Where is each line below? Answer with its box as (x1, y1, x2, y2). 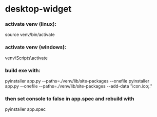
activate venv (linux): (5, 21, 57, 28)
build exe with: (5, 67, 40, 74)
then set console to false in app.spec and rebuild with (5, 96, 135, 102)
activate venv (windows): (5, 44, 67, 50)
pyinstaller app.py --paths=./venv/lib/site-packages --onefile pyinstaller (5, 78, 150, 84)
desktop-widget (5, 3, 72, 15)
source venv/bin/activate (5, 32, 55, 37)
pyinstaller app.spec (5, 106, 46, 112)
